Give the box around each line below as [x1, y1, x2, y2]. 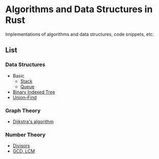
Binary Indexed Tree [12, 89, 55, 95]
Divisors [12, 143, 30, 149]
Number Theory [5, 131, 46, 138]
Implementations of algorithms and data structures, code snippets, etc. [5, 31, 154, 37]
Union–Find [12, 94, 37, 100]
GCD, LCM [12, 148, 35, 154]
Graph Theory [5, 107, 41, 114]
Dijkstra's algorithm [12, 118, 54, 124]
